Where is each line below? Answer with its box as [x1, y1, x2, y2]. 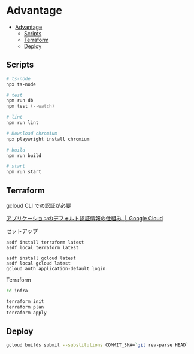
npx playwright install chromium [6, 136, 90, 142]
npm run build [6, 152, 42, 159]
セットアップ [6, 227, 38, 234]
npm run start [6, 169, 42, 175]
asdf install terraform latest [6, 239, 84, 246]
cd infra [6, 288, 28, 294]
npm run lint [6, 120, 39, 126]
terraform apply [6, 310, 47, 316]
